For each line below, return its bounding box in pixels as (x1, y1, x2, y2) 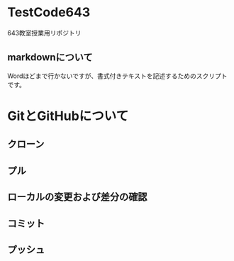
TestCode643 (7, 4, 91, 21)
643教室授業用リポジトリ (7, 28, 82, 37)
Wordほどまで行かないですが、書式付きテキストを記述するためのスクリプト (7, 72, 228, 80)
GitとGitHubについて (7, 108, 129, 124)
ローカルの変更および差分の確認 (7, 191, 147, 203)
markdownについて (7, 51, 94, 64)
